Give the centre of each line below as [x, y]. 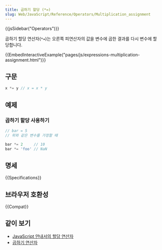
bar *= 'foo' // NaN [26, 149]
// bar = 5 [16, 131]
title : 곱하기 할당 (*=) [28, 10]
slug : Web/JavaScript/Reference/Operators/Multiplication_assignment [78, 14]
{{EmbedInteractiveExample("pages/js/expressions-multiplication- [73, 54]
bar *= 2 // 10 [25, 144]
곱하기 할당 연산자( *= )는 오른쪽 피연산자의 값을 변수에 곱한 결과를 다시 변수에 [79, 39]
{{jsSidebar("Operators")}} [32, 28]
